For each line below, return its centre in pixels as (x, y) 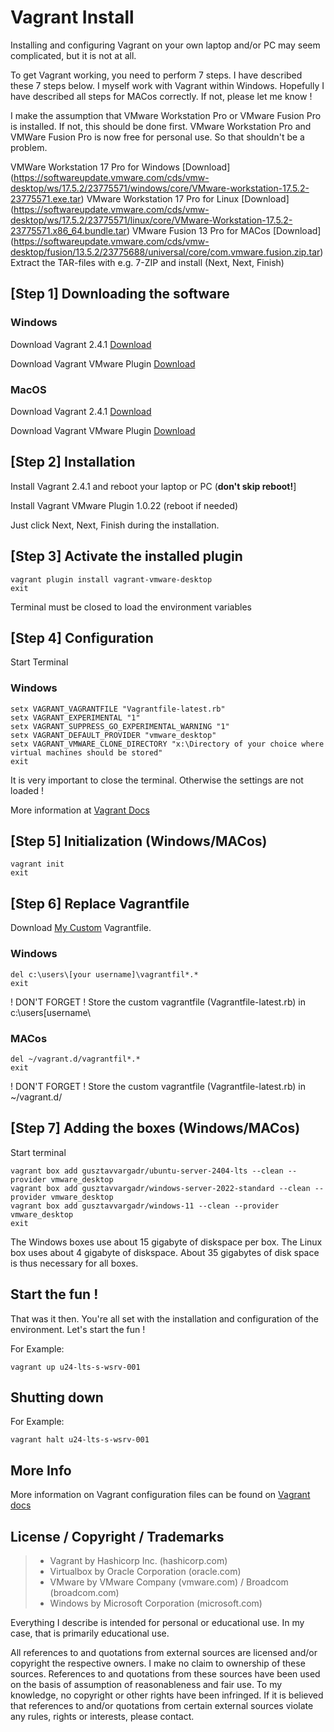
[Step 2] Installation (73, 462)
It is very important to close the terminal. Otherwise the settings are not (157, 780)
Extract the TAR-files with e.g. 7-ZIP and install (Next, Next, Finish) (147, 262)
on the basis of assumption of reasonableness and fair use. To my (146, 1684)
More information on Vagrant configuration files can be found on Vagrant (160, 1495)
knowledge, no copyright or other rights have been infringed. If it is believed (167, 1695)
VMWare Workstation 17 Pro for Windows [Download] (120, 167)
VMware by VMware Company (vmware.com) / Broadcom (169, 1582)
